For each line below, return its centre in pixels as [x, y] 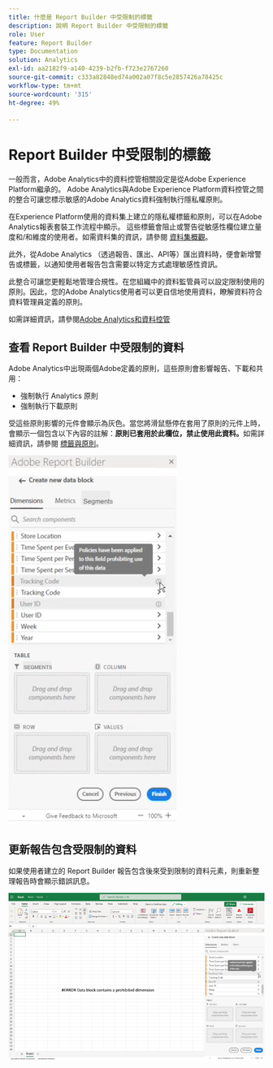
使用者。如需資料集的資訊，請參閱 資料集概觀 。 [133, 237]
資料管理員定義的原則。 [48, 302]
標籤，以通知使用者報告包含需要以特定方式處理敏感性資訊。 [122, 265]
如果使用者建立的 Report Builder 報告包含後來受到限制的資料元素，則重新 [131, 871]
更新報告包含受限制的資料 [72, 850]
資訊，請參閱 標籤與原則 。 [59, 443]
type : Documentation [43, 52]
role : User [27, 34]
